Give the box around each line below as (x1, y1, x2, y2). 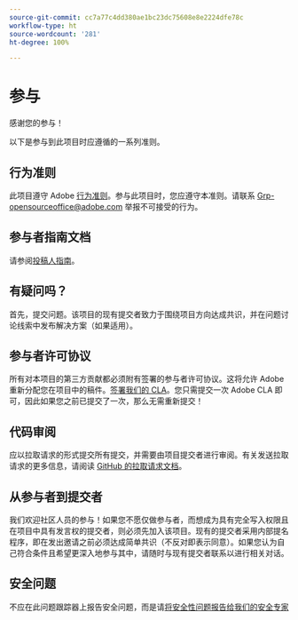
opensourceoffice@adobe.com (9, 202, 123, 211)
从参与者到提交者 (9, 489, 103, 505)
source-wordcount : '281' (9, 29, 101, 38)
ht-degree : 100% (9, 37, 69, 47)
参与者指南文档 (9, 230, 91, 245)
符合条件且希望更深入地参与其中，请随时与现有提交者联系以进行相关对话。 (16, 548, 289, 559)
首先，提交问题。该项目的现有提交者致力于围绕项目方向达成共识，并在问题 (9, 308, 281, 320)
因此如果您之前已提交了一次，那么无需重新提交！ (24, 396, 204, 407)
